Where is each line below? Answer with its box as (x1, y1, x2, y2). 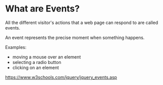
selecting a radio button (12, 59, 61, 65)
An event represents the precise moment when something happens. (5, 34, 145, 40)
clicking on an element (12, 64, 59, 70)
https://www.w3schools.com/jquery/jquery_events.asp (5, 74, 117, 80)
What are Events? (5, 3, 80, 14)
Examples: (5, 44, 26, 50)
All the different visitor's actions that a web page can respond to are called (5, 19, 159, 25)
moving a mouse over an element (12, 53, 81, 60)
